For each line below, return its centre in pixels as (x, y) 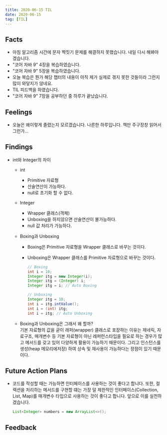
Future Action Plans (36, 371)
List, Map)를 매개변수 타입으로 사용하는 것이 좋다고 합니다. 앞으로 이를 (80, 396)
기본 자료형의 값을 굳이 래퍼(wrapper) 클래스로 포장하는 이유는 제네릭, (88, 330)
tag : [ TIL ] (16, 19)
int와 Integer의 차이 (32, 160)
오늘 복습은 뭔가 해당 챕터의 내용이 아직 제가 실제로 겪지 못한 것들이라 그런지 (86, 77)
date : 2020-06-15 (23, 15)
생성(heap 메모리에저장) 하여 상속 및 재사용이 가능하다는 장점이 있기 (86, 348)
